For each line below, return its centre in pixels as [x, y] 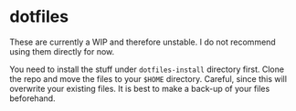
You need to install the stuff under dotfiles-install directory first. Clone [147, 69]
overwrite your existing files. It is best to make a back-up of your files [140, 88]
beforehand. [33, 98]
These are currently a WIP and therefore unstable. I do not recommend [143, 42]
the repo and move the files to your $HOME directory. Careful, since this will [148, 78]
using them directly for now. [62, 51]
